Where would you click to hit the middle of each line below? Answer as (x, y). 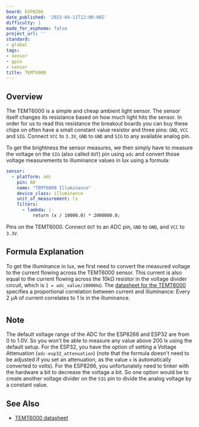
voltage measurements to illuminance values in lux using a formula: (88, 161)
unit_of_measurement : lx (47, 199)
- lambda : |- (38, 210)
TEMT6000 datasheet (41, 418)
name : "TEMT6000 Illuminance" (54, 188)
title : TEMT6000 (26, 73)
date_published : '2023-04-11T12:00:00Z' (57, 17)
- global (17, 45)
